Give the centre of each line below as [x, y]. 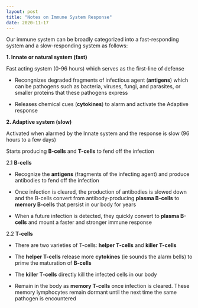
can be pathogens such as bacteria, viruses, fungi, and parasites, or [98, 86]
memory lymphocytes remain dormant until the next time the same [96, 292]
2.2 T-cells [20, 234]
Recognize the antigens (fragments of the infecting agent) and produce [102, 174]
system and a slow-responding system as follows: [67, 46]
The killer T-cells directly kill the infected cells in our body [86, 275]
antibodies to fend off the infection [57, 181]
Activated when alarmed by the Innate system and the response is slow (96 [98, 133]
